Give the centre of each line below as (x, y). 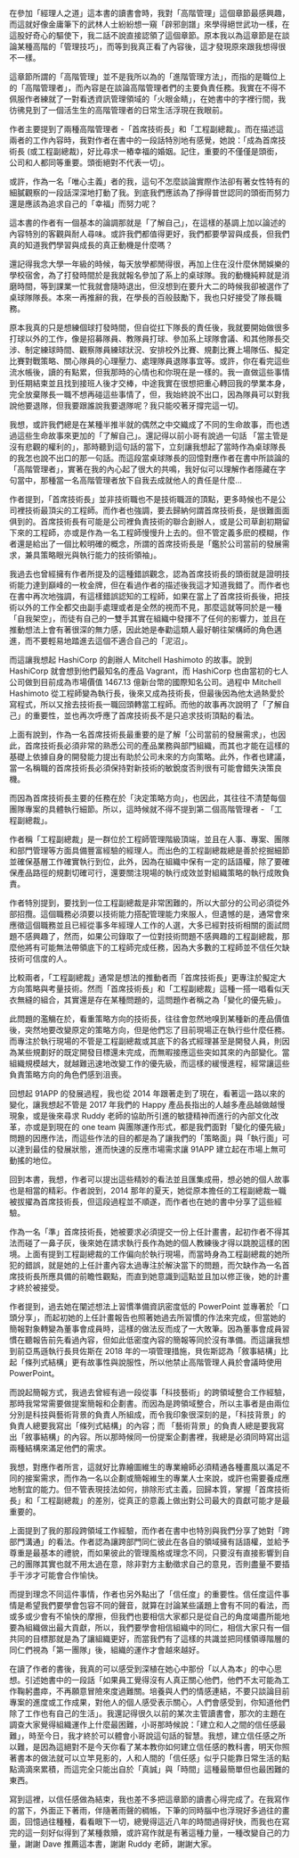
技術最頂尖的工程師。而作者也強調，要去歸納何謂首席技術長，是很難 (149, 510)
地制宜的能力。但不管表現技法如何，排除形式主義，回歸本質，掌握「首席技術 (149, 1489)
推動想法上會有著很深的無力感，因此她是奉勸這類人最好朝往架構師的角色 (141, 630)
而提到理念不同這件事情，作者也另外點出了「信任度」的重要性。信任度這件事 (149, 1594)
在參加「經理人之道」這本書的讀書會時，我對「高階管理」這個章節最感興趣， (149, 13)
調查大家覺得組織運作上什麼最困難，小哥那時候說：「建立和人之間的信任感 (144, 1725)
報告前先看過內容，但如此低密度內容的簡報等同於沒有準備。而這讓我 (157, 1340)
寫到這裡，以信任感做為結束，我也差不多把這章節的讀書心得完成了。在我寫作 (149, 1799)
